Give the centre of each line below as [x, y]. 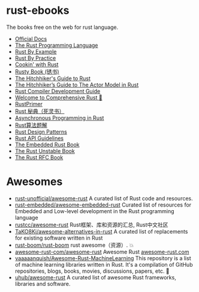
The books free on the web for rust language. [62, 27]
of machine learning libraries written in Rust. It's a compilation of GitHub [104, 264]
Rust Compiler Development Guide [58, 91]
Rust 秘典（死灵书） [40, 111]
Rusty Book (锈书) [37, 71]
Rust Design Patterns [41, 132]
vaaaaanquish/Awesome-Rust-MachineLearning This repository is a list [103, 258]
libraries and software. [43, 284]
